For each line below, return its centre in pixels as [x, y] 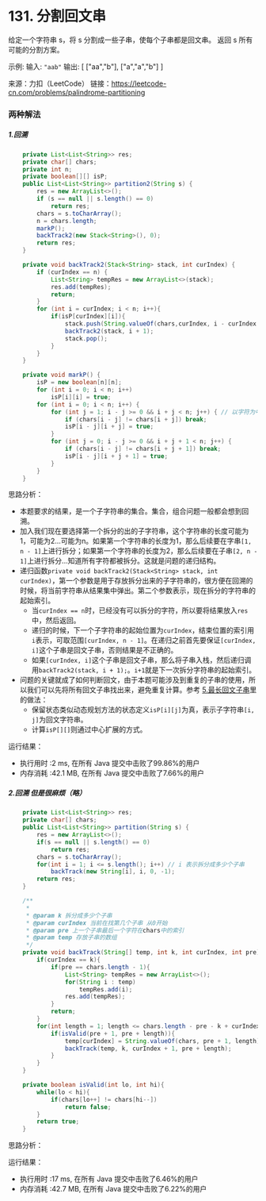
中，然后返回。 [56, 621]
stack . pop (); [86, 338]
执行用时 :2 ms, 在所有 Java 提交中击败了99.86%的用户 [110, 764]
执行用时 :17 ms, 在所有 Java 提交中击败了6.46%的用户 [109, 1179]
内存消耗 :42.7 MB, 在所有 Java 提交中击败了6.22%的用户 [113, 1189]
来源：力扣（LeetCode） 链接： [60, 83]
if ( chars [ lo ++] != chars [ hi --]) [104, 1099]
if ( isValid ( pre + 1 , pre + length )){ [113, 1034]
